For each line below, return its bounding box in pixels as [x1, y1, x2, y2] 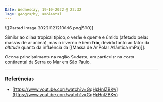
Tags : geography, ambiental [5, 12, 62, 16]
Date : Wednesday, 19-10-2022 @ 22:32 [5, 7, 81, 12]
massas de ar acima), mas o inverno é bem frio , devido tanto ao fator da [5, 39, 149, 45]
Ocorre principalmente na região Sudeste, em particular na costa [5, 54, 135, 59]
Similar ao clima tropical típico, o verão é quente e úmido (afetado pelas [5, 34, 149, 40]
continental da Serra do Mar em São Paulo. [5, 59, 91, 65]
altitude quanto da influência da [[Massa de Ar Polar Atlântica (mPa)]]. [5, 44, 146, 50]
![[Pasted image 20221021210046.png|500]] [5, 25, 94, 30]
